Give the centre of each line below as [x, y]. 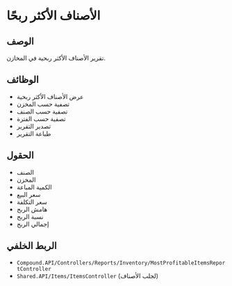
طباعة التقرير [34, 134]
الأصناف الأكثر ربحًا [53, 16]
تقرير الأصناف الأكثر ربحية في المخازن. [56, 58]
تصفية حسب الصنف [42, 111]
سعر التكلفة [32, 202]
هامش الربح [32, 209]
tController [34, 269]
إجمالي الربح [33, 224]
